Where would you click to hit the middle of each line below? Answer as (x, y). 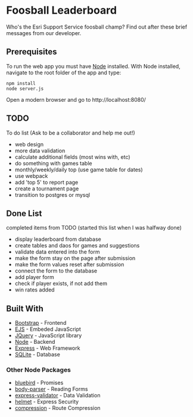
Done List (24, 213)
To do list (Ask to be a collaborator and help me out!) (71, 133)
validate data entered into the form (57, 252)
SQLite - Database (38, 355)
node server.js (25, 89)
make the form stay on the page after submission (75, 258)
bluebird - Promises (39, 383)
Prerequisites (32, 52)
